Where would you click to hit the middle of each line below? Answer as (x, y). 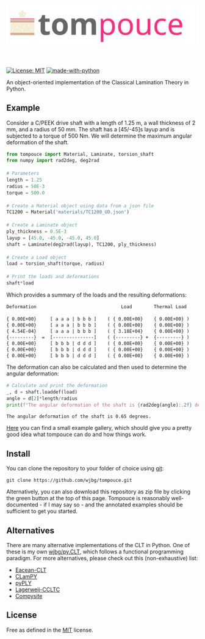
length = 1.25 (24, 180)
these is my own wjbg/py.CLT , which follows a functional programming (95, 552)
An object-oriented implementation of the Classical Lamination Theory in (98, 82)
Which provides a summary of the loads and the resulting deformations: (97, 295)
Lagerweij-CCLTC (38, 589)
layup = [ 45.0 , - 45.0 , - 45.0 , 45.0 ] (53, 238)
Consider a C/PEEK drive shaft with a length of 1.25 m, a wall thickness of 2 (101, 123)
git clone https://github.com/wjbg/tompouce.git (69, 481)
